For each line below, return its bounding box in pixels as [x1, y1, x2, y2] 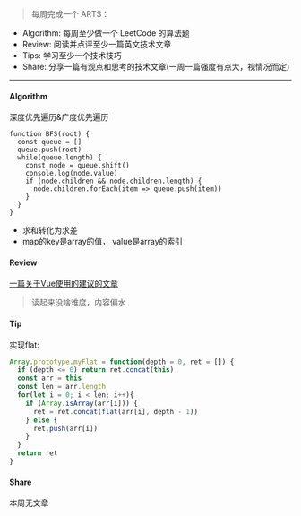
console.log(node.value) [25, 169, 118, 178]
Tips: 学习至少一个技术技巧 [21, 50, 123, 61]
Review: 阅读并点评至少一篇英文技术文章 [21, 39, 172, 49]
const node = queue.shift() [25, 161, 130, 170]
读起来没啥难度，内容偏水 [30, 297, 126, 308]
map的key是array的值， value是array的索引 [21, 236, 184, 247]
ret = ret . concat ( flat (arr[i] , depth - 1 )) [32, 407, 199, 416]
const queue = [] [17, 138, 82, 147]
